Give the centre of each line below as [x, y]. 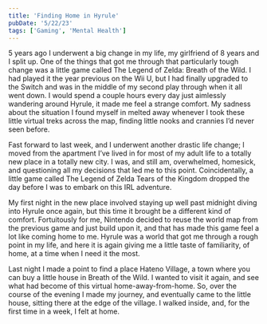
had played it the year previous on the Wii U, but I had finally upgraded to [128, 79]
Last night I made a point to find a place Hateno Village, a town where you [130, 269]
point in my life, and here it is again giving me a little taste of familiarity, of [129, 245]
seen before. [29, 129]
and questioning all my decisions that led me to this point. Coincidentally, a [131, 170]
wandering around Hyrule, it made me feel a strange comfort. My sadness [130, 104]
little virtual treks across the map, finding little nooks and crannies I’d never [132, 121]
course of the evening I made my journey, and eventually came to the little [130, 294]
